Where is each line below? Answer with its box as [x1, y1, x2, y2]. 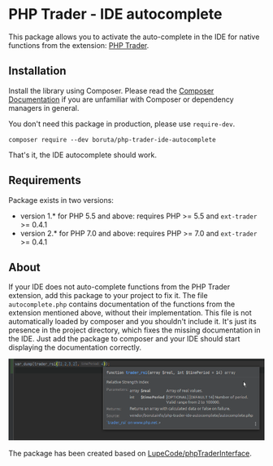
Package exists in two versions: [8, 195, 114, 204]
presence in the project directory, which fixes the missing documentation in [8, 325, 262, 335]
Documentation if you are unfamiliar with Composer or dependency [8, 95, 234, 104]
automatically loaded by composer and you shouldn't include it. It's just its [8, 317, 258, 327]
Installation [8, 64, 67, 78]
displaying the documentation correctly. [8, 343, 142, 353]
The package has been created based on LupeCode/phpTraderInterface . [8, 448, 252, 458]
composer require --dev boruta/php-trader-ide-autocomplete [8, 135, 217, 143]
